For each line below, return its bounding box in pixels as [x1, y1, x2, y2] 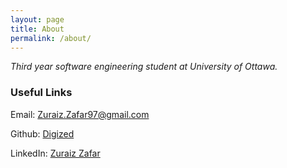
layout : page [10, 14, 65, 25]
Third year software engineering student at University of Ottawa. [10, 61, 278, 73]
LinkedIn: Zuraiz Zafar [10, 147, 101, 159]
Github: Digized [10, 127, 75, 140]
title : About [10, 24, 65, 34]
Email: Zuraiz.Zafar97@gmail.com [10, 108, 150, 120]
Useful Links [10, 86, 73, 100]
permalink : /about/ [10, 33, 92, 43]
